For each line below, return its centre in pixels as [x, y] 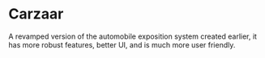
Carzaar [36, 14]
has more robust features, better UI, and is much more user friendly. [122, 44]
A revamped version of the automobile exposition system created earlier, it [133, 36]
